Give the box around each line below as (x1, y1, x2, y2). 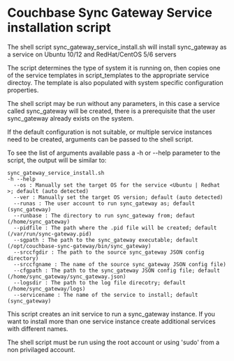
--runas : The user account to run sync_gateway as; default (13, 200, 196, 207)
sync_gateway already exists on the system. (7, 114, 134, 123)
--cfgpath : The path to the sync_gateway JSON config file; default (13, 267, 220, 274)
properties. (7, 86, 39, 94)
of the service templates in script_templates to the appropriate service (7, 71, 210, 79)
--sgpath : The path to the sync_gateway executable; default (13, 236, 198, 243)
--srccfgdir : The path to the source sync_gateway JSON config (13, 249, 205, 256)
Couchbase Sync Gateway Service (7, 5, 213, 21)
